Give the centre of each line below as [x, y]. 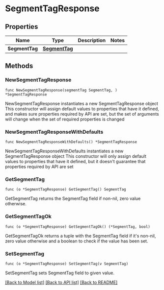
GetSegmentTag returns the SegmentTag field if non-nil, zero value [73, 198]
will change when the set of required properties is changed [65, 119]
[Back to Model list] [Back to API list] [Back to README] [61, 282]
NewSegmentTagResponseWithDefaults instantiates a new [64, 151]
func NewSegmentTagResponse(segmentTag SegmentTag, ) [61, 90]
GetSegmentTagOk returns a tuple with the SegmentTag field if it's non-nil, [81, 236]
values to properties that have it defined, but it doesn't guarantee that [75, 161]
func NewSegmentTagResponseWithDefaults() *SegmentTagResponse [71, 142]
